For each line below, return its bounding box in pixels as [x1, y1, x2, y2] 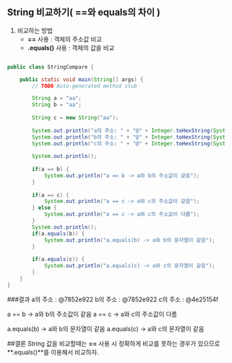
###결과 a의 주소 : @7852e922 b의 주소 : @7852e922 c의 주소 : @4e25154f [7, 295, 219, 303]
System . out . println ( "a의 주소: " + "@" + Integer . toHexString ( [32, 127, 213, 134]
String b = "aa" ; [32, 101, 81, 109]
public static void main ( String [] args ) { [19, 76, 144, 83]
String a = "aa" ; [32, 95, 81, 102]
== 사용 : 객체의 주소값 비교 [27, 35, 102, 43]
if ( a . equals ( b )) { [32, 230, 85, 237]
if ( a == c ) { [32, 191, 70, 199]
